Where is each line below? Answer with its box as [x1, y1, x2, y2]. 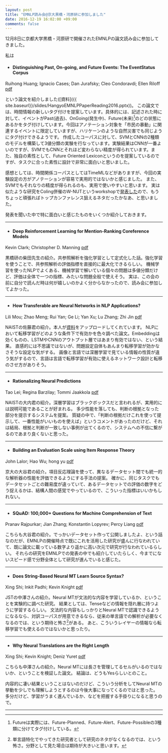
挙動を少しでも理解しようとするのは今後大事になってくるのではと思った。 [5, 687, 158, 693]
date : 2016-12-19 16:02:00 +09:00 [5, 17, 77, 22]
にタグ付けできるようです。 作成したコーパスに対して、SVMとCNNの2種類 [5, 134, 159, 140]
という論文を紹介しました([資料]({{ [5, 96, 77, 103]
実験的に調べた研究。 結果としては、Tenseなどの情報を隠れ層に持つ [13, 601, 155, 607]
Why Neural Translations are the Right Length [12, 642, 109, 648]
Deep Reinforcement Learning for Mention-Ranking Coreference [12, 228, 149, 234]
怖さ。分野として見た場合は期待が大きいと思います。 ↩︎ [12, 742, 127, 748]
